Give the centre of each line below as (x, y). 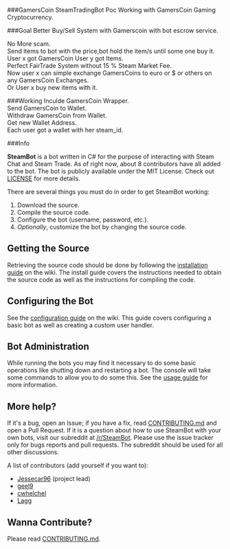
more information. (32, 385)
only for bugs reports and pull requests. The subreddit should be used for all (115, 445)
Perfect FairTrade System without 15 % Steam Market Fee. (90, 66)
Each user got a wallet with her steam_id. (65, 130)
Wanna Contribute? (50, 522)
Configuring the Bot (50, 301)
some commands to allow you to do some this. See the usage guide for (107, 377)
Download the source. (48, 205)
